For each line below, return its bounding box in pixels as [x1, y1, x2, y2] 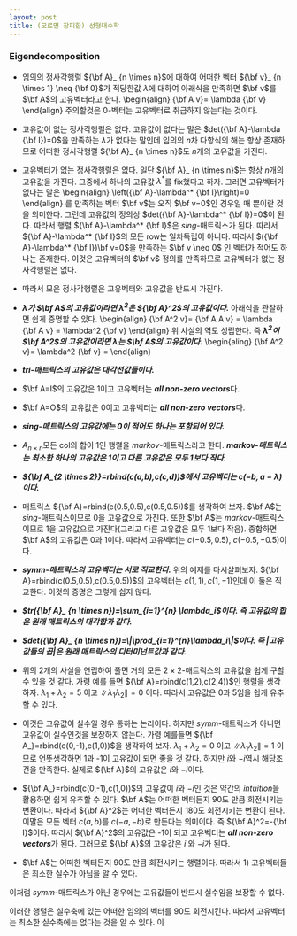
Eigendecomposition [9, 50, 100, 63]
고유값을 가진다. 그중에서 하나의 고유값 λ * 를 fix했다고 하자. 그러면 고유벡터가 [21, 174, 285, 187]
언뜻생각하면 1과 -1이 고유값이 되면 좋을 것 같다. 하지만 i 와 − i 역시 [38, 754, 260, 764]
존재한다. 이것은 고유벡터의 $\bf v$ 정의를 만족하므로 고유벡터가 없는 [38, 253, 276, 264]
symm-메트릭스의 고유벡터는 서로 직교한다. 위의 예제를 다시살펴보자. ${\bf [21, 564, 280, 575]
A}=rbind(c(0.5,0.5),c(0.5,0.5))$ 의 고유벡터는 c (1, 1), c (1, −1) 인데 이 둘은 [21, 575, 273, 585]
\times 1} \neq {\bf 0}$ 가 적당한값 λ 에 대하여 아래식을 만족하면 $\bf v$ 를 [21, 82, 277, 93]
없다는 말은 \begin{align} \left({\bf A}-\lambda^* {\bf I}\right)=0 [21, 187, 250, 197]
